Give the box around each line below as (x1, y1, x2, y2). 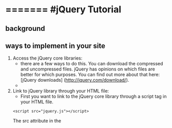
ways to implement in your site (5, 41, 105, 50)
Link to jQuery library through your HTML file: (12, 88, 109, 94)
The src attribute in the (12, 118, 62, 124)
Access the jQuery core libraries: (12, 55, 83, 61)
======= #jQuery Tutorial (5, 4, 122, 15)
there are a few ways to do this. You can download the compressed (20, 61, 163, 67)
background (5, 24, 45, 33)
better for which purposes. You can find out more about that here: (20, 71, 160, 78)
